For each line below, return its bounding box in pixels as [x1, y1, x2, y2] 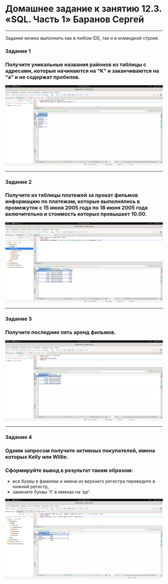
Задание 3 [5, 315, 32, 322]
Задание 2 [5, 178, 32, 185]
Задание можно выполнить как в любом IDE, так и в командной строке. [5, 35, 159, 41]
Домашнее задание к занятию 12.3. [5, 3, 162, 15]
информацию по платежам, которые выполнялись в [5, 198, 140, 205]
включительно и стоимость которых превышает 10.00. [5, 210, 147, 217]
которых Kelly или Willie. [5, 453, 68, 460]
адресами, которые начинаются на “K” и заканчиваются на [5, 67, 159, 74]
